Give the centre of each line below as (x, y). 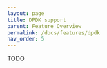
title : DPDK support (37, 20)
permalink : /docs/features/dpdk (53, 33)
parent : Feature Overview (44, 26)
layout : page (26, 13)
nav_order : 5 (26, 39)
